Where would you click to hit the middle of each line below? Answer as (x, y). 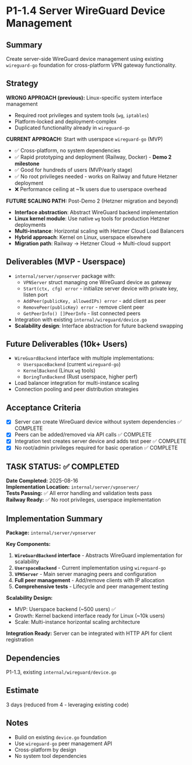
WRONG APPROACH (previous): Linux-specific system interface (84, 97)
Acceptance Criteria (43, 407)
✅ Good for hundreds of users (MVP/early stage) (74, 170)
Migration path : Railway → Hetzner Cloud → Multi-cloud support (92, 243)
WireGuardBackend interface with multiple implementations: (84, 358)
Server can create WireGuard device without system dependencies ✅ (98, 422)
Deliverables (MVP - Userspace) (66, 262)
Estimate (22, 690)
